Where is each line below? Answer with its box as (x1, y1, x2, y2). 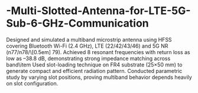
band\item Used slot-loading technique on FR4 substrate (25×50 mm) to (6, 61, 183, 68)
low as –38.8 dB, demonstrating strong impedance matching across (6, 55, 171, 62)
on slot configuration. (6, 79, 59, 87)
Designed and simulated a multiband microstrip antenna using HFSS (6, 36, 173, 43)
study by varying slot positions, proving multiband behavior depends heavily (6, 74, 192, 81)
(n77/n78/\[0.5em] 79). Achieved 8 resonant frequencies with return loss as (6, 48, 190, 55)
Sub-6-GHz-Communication (6, 16, 149, 30)
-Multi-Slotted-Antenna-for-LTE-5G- (6, 4, 191, 18)
